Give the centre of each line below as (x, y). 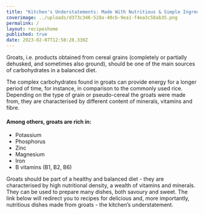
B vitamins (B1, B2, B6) (43, 167)
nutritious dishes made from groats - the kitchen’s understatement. (90, 205)
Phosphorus (30, 142)
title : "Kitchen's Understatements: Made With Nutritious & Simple (93, 12)
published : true (27, 35)
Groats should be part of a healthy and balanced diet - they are (85, 179)
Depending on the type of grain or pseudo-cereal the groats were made (96, 95)
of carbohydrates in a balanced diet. (52, 70)
